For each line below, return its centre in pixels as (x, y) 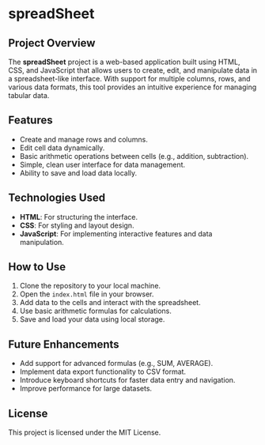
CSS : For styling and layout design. (77, 225)
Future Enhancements (64, 344)
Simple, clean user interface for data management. (102, 164)
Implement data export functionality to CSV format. (103, 371)
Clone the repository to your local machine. (90, 286)
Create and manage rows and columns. (83, 139)
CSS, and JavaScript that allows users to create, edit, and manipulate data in (133, 70)
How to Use (37, 267)
